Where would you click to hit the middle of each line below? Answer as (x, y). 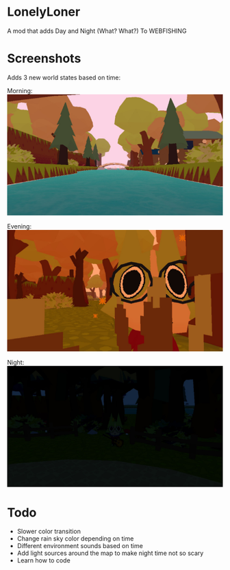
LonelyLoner (44, 12)
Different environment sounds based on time (80, 546)
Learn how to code (43, 560)
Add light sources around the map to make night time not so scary (110, 553)
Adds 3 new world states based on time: (64, 77)
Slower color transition (49, 532)
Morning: (20, 90)
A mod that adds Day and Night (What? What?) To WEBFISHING (97, 31)
